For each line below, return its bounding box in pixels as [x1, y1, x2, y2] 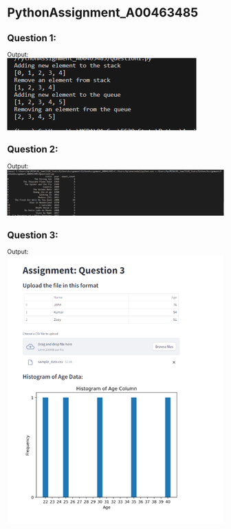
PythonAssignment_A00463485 [7, 5, 199, 21]
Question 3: [7, 229, 58, 241]
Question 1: [7, 32, 57, 44]
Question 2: [7, 144, 58, 155]
